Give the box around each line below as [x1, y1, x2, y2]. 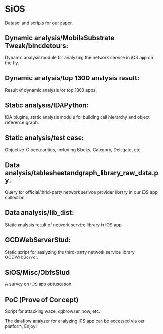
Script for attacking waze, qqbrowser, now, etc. [5, 308, 100, 314]
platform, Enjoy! [5, 323, 37, 329]
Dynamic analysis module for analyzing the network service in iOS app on [5, 54, 154, 60]
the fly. [5, 60, 19, 66]
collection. [5, 195, 26, 200]
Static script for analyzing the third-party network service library [5, 249, 135, 255]
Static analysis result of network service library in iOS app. [5, 222, 123, 228]
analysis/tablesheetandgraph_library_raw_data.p [5, 168, 159, 177]
